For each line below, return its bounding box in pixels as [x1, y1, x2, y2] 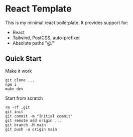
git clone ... [5, 77, 35, 83]
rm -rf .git [5, 105, 30, 110]
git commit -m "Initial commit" [5, 113, 73, 118]
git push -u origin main [5, 126, 57, 132]
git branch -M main [5, 122, 46, 127]
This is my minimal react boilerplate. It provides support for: [5, 20, 129, 26]
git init [5, 109, 24, 114]
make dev [5, 86, 24, 91]
